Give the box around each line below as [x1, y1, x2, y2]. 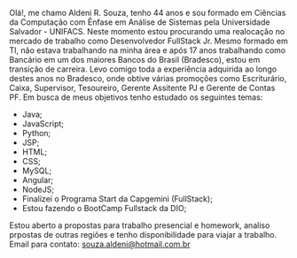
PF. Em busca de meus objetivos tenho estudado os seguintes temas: [9, 92, 263, 102]
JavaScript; [21, 118, 65, 129]
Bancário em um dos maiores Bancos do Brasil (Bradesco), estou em [9, 55, 261, 64]
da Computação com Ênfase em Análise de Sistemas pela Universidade [9, 17, 270, 27]
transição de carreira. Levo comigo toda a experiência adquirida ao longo [9, 64, 277, 74]
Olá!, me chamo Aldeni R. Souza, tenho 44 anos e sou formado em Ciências [9, 8, 286, 18]
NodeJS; [21, 185, 55, 194]
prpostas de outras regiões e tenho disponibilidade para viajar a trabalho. [9, 230, 277, 239]
